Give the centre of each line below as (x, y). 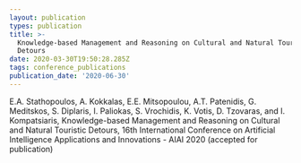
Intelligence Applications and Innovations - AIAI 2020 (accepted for (133, 139)
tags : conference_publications (68, 68)
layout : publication (48, 17)
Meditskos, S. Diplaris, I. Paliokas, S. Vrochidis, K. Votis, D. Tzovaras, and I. (147, 111)
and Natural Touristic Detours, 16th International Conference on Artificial (142, 130)
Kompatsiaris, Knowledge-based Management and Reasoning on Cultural (145, 120)
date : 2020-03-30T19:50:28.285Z (69, 59)
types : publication (46, 26)
